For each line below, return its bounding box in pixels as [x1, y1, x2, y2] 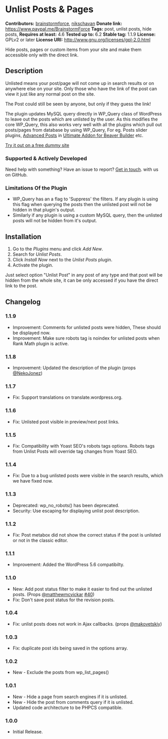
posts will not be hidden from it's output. [12, 218, 97, 224]
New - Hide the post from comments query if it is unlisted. [12, 699, 134, 705]
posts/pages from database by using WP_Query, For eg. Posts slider [5, 127, 148, 133]
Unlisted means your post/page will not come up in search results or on [5, 80, 154, 86]
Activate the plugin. [12, 262, 54, 268]
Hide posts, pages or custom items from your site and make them [5, 46, 142, 52]
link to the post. [5, 283, 38, 289]
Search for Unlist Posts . [12, 251, 62, 257]
